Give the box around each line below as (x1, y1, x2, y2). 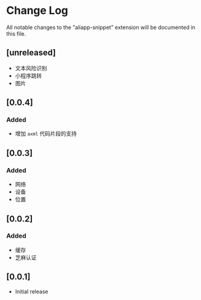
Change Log (6, 4, 68, 18)
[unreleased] (6, 48, 56, 58)
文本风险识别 (14, 64, 47, 71)
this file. (6, 30, 26, 37)
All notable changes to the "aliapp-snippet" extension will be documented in (6, 24, 196, 31)
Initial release (14, 288, 48, 295)
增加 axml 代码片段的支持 (14, 130, 77, 137)
